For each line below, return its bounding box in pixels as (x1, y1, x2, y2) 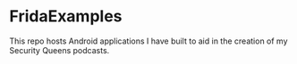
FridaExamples (9, 6, 123, 27)
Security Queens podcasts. (9, 44, 110, 55)
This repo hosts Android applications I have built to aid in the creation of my (9, 36, 288, 46)
